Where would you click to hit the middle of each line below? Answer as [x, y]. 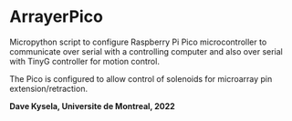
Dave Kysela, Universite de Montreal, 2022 [92, 106]
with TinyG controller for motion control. [84, 61]
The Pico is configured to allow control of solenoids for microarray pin [141, 78]
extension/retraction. [49, 88]
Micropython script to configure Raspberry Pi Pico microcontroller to [138, 42]
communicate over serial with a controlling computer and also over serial [146, 51]
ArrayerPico [56, 17]
